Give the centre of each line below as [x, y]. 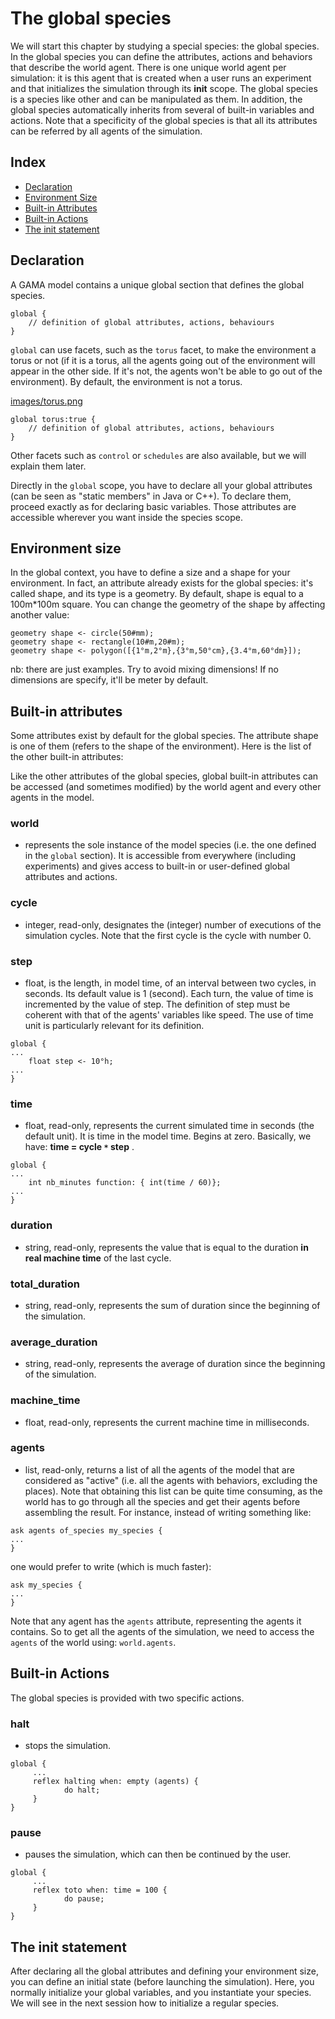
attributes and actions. [71, 877]
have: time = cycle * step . [79, 1147]
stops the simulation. [68, 1745]
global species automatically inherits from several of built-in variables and [162, 109]
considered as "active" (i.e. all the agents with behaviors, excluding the [171, 1480]
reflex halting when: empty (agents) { [115, 1781]
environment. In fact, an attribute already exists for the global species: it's [162, 583]
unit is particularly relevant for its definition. [114, 1026]
